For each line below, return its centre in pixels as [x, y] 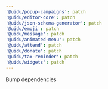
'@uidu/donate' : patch [34, 51]
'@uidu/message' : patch [35, 34]
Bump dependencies [31, 79]
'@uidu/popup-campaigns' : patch [46, 12]
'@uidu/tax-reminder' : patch [42, 57]
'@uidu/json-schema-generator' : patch [54, 23]
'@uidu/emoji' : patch [33, 29]
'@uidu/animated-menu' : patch [43, 40]
